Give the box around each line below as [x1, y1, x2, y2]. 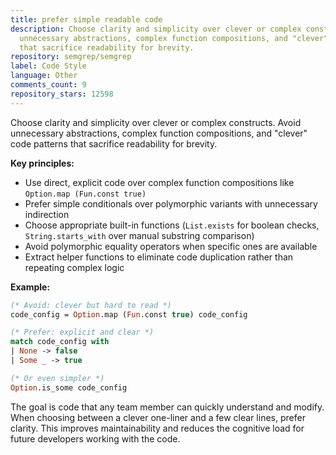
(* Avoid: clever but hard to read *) [10, 300, 172, 310]
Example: [10, 281, 51, 293]
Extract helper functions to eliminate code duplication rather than [24, 251, 294, 263]
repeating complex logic [24, 261, 125, 273]
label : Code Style [10, 61, 87, 71]
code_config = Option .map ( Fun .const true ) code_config [10, 309, 248, 320]
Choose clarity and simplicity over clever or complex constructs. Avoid [10, 116, 302, 128]
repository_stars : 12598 [10, 89, 114, 99]
